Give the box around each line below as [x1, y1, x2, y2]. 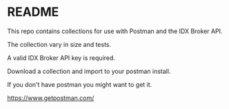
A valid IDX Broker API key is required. [7, 53, 116, 62]
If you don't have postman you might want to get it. [7, 80, 152, 88]
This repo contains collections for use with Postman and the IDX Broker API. [7, 27, 223, 35]
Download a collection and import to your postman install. [7, 67, 171, 75]
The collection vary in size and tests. [7, 40, 112, 48]
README [7, 4, 59, 20]
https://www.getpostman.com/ [7, 94, 94, 102]
